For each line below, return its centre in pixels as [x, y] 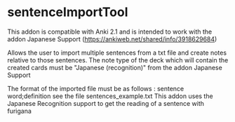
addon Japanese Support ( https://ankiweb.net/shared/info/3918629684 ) [112, 39]
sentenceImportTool [68, 12]
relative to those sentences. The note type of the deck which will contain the [118, 60]
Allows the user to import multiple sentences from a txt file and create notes [117, 53]
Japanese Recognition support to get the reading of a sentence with [106, 103]
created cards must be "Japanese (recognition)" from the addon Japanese [115, 67]
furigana [19, 111]
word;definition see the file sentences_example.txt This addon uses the [110, 96]
